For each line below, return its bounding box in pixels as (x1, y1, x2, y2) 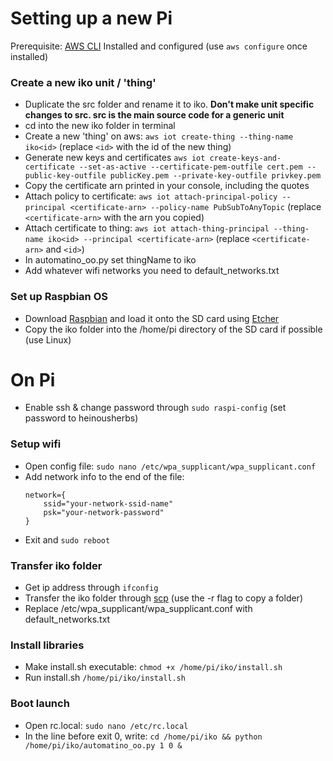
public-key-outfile (24, 171, 107, 181)
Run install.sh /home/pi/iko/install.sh (24, 672, 186, 684)
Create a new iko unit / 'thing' (10, 75, 157, 89)
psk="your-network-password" (43, 507, 165, 517)
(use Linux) (24, 333, 72, 346)
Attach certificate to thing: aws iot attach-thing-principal (24, 222, 270, 234)
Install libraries (10, 638, 85, 652)
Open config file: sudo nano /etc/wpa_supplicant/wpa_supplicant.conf (24, 460, 317, 472)
